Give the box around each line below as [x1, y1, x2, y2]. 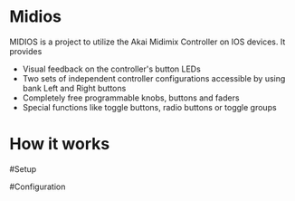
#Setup [9, 163, 37, 174]
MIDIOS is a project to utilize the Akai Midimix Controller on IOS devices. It [9, 36, 286, 47]
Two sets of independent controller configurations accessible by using [22, 72, 286, 83]
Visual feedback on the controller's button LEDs [22, 63, 201, 74]
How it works [9, 134, 110, 155]
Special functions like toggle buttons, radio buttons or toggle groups [22, 101, 278, 112]
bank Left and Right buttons [22, 82, 127, 93]
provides [9, 45, 43, 56]
